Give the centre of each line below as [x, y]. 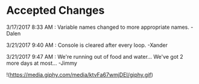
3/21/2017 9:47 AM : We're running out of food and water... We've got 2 [95, 56]
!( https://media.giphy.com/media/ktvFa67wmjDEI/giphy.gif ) [80, 74]
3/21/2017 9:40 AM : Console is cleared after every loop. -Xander [87, 45]
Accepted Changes [55, 10]
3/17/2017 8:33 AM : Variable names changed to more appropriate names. [98, 27]
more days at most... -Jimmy [42, 63]
